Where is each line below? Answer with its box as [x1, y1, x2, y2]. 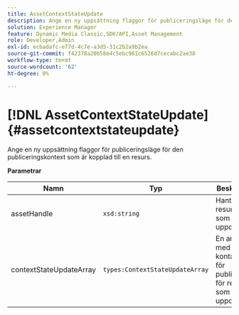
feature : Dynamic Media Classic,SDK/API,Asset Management [7, 30, 183, 38]
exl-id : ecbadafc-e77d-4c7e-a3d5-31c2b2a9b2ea [7, 43, 148, 50]
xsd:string [102, 210, 140, 218]
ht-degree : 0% [7, 70, 50, 77]
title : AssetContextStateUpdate [7, 10, 103, 18]
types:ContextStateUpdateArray [102, 266, 209, 274]
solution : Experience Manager [7, 23, 97, 31]
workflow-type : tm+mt [7, 57, 72, 64]
